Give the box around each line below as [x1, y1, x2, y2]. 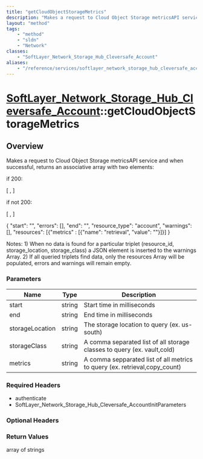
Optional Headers [6, 416, 59, 424]
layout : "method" [6, 20, 50, 26]
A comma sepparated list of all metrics [83, 355, 193, 363]
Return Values [6, 432, 49, 441]
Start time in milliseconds [83, 300, 155, 309]
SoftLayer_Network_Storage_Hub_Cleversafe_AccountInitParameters [14, 401, 187, 408]
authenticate [14, 394, 47, 401]
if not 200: [6, 199, 32, 206]
